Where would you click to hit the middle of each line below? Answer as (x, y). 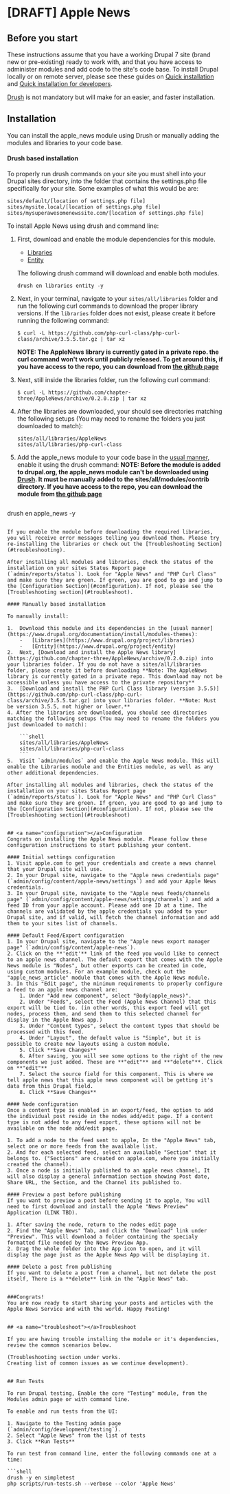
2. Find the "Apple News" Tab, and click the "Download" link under (107, 1231)
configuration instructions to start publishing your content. (100, 845)
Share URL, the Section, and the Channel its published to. (95, 1183)
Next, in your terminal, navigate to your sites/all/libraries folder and (117, 299)
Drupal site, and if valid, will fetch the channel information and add (113, 918)
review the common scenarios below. (59, 1345)
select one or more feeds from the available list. (82, 1147)
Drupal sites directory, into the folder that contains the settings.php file (107, 181)
